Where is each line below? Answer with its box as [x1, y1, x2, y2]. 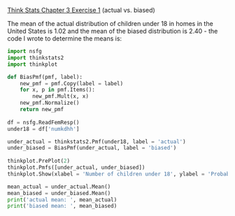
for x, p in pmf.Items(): [20, 87, 96, 94]
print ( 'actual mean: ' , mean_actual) [7, 196, 117, 203]
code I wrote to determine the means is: [7, 34, 122, 43]
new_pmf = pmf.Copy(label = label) [20, 80, 124, 87]
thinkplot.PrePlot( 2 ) [7, 157, 71, 165]
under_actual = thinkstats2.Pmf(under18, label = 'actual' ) [7, 138, 187, 145]
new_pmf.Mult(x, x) [32, 93, 90, 100]
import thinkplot [7, 61, 58, 68]
